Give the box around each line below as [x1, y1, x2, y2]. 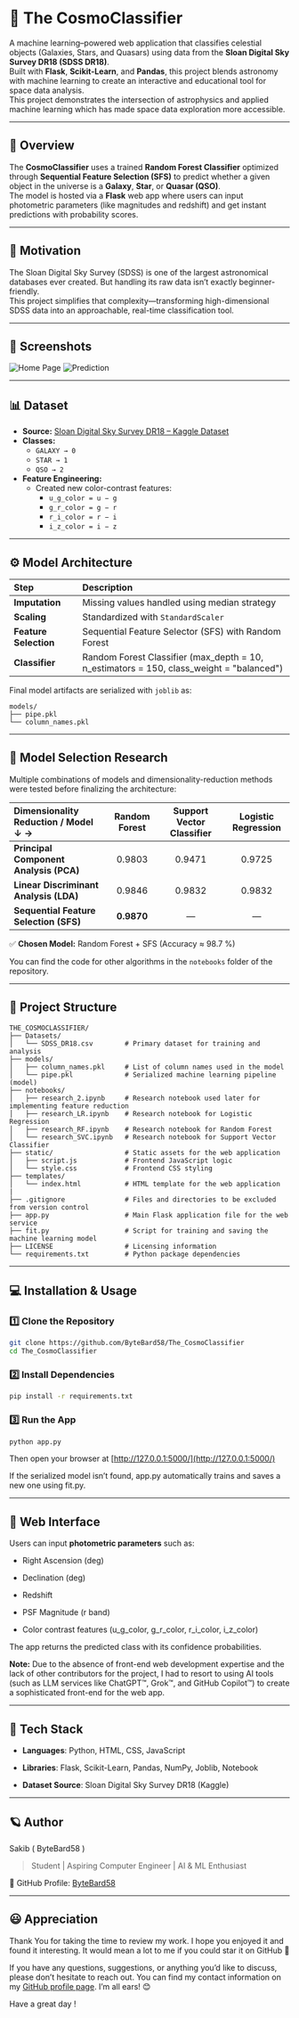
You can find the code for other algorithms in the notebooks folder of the [9, 956, 273, 966]
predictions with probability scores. [9, 209, 139, 219]
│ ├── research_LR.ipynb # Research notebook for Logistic [9, 1109, 253, 1118]
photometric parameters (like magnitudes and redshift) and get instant [9, 200, 267, 210]
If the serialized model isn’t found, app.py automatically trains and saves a [9, 1471, 281, 1481]
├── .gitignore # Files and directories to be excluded [9, 1194, 277, 1204]
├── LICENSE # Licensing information [9, 1242, 217, 1251]
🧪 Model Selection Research [9, 751, 168, 766]
